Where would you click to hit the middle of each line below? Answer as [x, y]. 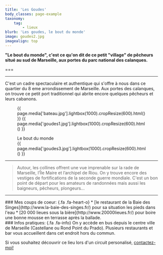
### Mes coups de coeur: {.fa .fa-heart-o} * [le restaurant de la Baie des [78, 202]
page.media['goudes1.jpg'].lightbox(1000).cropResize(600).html [81, 124]
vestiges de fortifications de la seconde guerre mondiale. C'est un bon [87, 178]
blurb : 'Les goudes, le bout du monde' [45, 32]
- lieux [30, 28]
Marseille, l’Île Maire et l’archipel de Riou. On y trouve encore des [82, 173]
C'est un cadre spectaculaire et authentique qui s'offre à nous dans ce [75, 83]
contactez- [145, 242]
